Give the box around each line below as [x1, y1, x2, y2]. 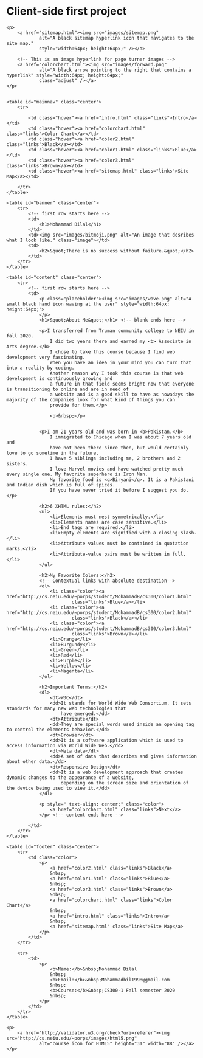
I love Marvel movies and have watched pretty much [49, 466, 184, 472]
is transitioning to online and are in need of [6, 386, 129, 392]
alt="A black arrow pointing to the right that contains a [38, 67, 191, 73]
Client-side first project [6, 4, 127, 18]
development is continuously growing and [6, 375, 113, 381]
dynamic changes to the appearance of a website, [6, 774, 135, 781]
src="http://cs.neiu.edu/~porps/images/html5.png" [6, 1035, 137, 1041]
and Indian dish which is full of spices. [6, 482, 115, 488]
